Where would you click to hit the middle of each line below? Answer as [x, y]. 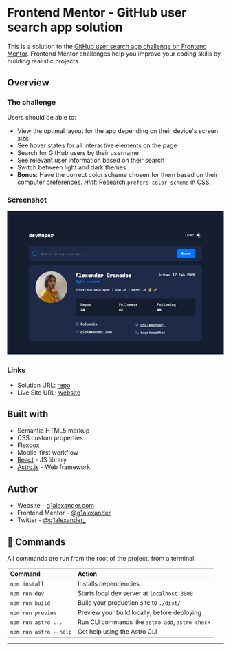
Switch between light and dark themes [71, 167]
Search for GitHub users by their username [78, 152]
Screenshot [27, 200]
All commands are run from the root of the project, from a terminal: [101, 559]
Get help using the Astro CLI [118, 632]
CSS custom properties [50, 438]
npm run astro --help [41, 632]
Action [88, 574]
